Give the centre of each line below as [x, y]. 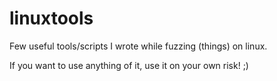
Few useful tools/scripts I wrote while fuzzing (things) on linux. [138, 46]
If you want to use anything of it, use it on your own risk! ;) [129, 65]
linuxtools [51, 18]
